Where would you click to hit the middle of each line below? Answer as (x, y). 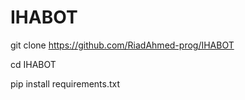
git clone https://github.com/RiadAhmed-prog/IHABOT (122, 45)
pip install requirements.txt (65, 83)
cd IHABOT (33, 64)
